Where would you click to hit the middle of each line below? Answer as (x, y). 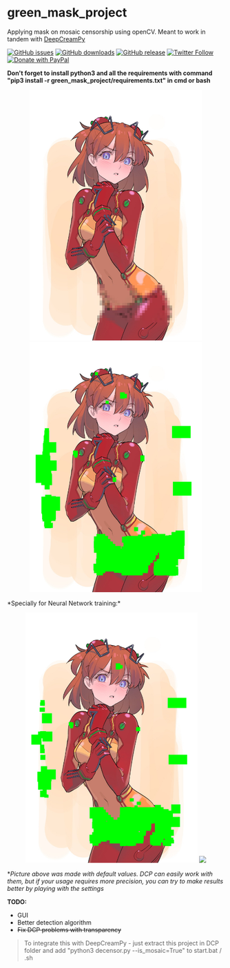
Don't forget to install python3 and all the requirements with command (110, 73)
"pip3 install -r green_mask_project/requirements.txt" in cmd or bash (109, 80)
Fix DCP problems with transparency (69, 930)
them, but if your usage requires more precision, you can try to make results (115, 881)
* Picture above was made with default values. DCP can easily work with (110, 874)
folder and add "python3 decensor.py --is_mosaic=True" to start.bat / (123, 951)
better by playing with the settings (56, 889)
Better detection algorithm (54, 923)
